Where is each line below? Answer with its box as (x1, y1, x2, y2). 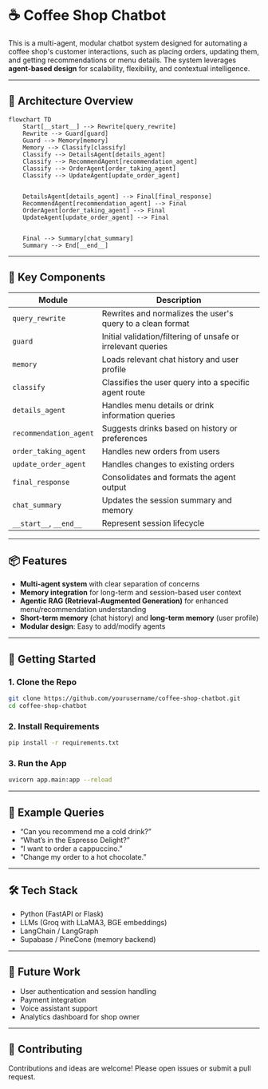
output (101, 481, 127, 492)
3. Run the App (8, 757, 67, 769)
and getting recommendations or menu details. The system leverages (8, 55, 237, 65)
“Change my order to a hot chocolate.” (19, 852, 147, 861)
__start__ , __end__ (12, 517, 82, 528)
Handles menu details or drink (101, 399, 215, 411)
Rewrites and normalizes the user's (101, 308, 234, 319)
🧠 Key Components (8, 271, 106, 284)
